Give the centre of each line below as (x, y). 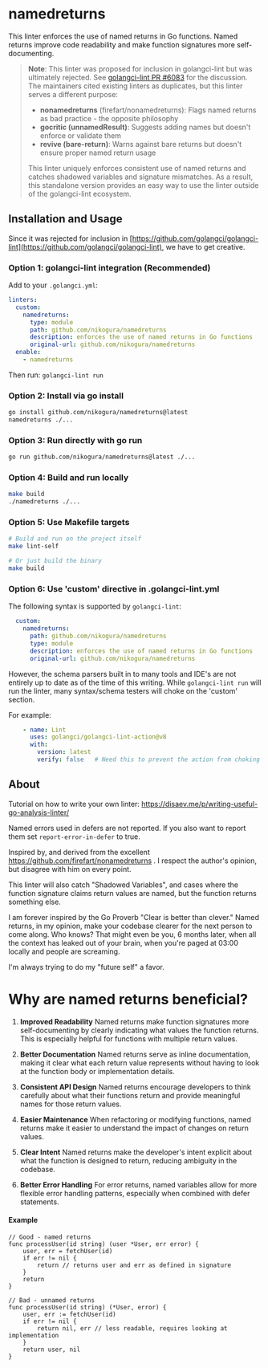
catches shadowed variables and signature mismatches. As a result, (140, 177)
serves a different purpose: (73, 94)
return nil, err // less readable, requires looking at (132, 1328)
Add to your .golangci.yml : (53, 285)
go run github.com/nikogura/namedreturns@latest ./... (102, 457)
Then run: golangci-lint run (56, 375)
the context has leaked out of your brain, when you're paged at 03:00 (124, 943)
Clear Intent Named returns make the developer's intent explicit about (136, 1152)
